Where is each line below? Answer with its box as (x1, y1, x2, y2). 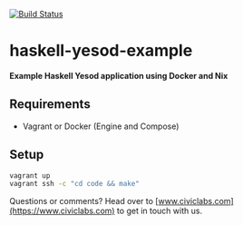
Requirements (9, 96, 91, 112)
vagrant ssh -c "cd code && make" (9, 180, 141, 189)
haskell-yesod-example (9, 41, 193, 61)
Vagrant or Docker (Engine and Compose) (22, 121, 180, 132)
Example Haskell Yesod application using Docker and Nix (9, 70, 228, 81)
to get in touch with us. (116, 205, 202, 217)
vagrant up (9, 171, 51, 181)
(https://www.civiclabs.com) (9, 205, 115, 217)
